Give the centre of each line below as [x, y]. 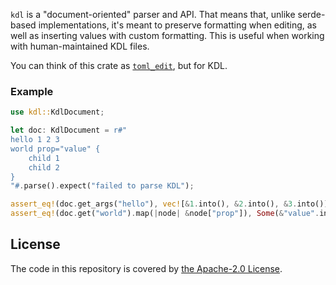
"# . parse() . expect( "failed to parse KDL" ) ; [102, 186]
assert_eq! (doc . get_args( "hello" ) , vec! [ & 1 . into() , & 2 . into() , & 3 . [154, 204]
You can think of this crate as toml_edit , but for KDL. [119, 65]
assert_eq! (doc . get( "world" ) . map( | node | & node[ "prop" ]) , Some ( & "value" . [165, 214]
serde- [311, 14]
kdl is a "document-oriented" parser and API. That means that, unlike [153, 14]
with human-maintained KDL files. [80, 46]
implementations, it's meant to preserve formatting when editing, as [178, 25]
